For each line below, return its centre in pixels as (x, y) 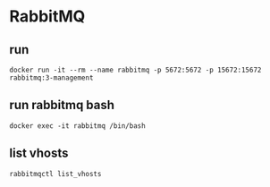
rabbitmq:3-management (51, 78)
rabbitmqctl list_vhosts (55, 174)
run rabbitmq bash (62, 105)
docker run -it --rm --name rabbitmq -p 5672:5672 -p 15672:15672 (135, 70)
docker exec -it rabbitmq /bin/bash (77, 126)
